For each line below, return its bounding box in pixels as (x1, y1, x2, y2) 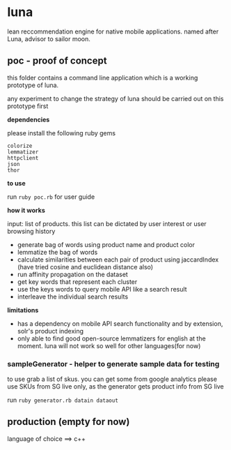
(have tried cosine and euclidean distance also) (17, 262, 154, 271)
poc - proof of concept (7, 55, 107, 67)
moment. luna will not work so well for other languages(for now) (17, 341, 201, 350)
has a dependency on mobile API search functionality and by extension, (17, 319, 223, 328)
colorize (7, 142, 33, 149)
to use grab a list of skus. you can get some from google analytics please (7, 375, 218, 384)
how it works (7, 206, 45, 214)
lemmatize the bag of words (17, 248, 98, 256)
